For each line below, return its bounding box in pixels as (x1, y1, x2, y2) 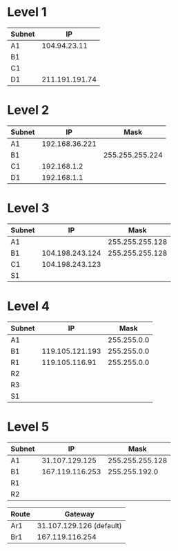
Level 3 (7, 200, 50, 216)
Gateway (64, 509, 95, 519)
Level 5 (7, 419, 50, 434)
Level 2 (7, 102, 50, 118)
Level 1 (7, 4, 47, 20)
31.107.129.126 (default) (37, 521, 122, 530)
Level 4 (7, 299, 50, 314)
